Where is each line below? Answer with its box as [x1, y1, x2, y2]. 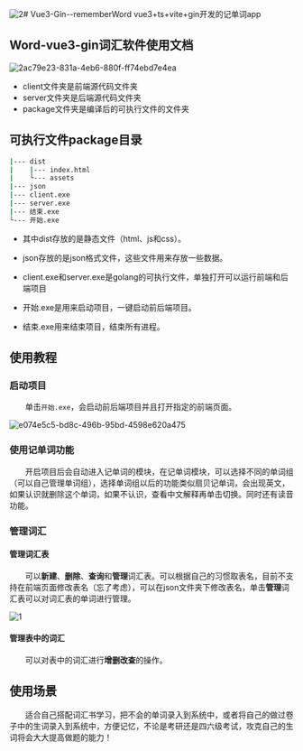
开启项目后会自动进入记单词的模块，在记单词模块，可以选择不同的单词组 [25, 466, 294, 477]
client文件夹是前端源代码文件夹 [22, 80, 138, 91]
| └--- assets [9, 173, 75, 183]
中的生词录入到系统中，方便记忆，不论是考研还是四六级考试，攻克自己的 [16, 720, 286, 731]
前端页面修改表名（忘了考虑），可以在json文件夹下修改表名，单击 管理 [24, 581, 282, 592]
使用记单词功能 [9, 444, 75, 457]
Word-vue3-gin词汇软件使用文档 [9, 38, 194, 53]
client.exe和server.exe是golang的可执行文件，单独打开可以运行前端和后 [22, 271, 289, 283]
